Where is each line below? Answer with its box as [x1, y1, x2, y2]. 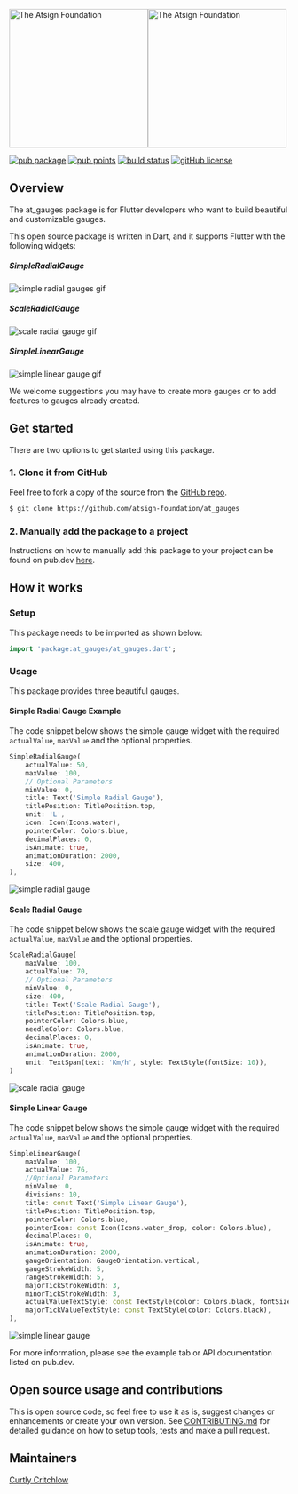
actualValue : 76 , [25, 1165, 90, 1174]
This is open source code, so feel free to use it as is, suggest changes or [9, 1406, 275, 1417]
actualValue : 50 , [25, 760, 90, 769]
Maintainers [9, 1450, 78, 1466]
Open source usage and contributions [9, 1382, 223, 1398]
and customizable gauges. [9, 213, 106, 224]
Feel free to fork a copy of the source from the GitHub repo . [9, 487, 228, 497]
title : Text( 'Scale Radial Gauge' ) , [25, 1000, 161, 1009]
